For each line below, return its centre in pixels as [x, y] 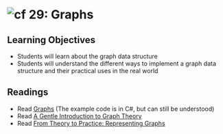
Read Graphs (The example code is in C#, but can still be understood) [116, 109]
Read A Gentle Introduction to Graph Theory [79, 116]
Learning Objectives [51, 40]
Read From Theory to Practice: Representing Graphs [91, 123]
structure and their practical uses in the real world [87, 71]
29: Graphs [61, 15]
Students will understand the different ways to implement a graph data [117, 64]
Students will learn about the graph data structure [87, 56]
